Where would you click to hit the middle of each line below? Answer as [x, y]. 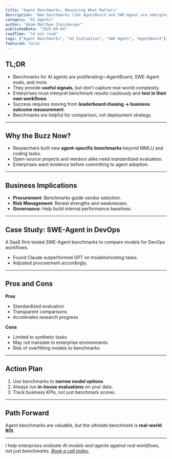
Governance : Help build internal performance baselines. [72, 209]
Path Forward [27, 413]
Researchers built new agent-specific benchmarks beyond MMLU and [88, 148]
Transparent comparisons [40, 312]
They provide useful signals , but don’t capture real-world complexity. [86, 87]
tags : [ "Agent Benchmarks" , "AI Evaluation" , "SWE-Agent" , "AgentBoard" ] [86, 39]
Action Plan [24, 369]
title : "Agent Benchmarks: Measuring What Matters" [61, 10]
